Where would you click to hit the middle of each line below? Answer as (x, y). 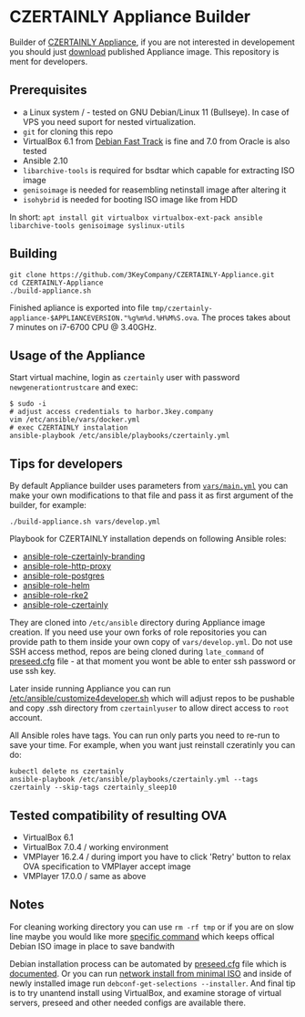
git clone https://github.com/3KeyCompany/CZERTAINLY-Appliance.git (142, 275)
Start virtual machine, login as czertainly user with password (125, 378)
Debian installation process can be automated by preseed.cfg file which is (148, 963)
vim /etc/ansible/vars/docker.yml (75, 420)
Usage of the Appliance (77, 355)
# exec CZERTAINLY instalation (69, 428)
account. (26, 718)
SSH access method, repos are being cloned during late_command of (137, 652)
